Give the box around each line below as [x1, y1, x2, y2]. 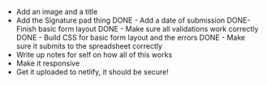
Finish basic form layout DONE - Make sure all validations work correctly [15, 24, 259, 33]
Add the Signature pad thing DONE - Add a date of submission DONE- [15, 15, 251, 25]
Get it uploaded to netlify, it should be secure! [15, 67, 169, 76]
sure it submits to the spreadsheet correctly [15, 41, 163, 51]
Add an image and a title [15, 7, 98, 16]
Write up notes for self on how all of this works [15, 50, 173, 59]
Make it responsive [15, 58, 80, 68]
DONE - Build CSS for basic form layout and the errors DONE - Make [15, 32, 246, 42]
